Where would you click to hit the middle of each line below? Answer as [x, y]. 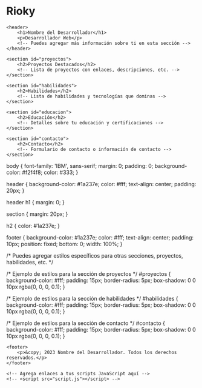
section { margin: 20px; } [37, 214]
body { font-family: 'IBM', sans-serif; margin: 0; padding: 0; [80, 166]
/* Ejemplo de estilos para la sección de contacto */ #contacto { [86, 323]
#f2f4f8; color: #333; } [50, 172]
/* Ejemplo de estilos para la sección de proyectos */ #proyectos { [89, 273]
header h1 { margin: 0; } [35, 202]
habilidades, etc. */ [30, 262]
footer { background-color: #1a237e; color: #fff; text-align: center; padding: [100, 237]
